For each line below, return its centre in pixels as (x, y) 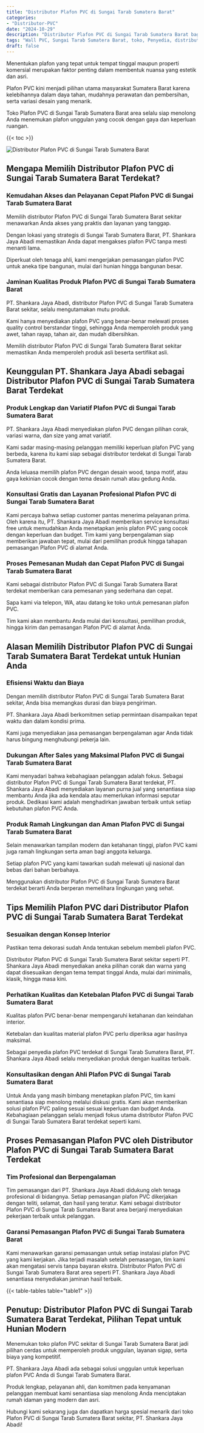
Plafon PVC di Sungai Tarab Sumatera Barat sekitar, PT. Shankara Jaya (95, 1418)
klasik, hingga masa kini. (37, 979)
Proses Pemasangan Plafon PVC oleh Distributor (100, 1140)
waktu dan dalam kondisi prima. (46, 721)
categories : (21, 18)
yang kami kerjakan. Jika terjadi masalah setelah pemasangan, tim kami (96, 1259)
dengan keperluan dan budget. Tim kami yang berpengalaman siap (90, 534)
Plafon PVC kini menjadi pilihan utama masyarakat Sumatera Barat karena (98, 88)
